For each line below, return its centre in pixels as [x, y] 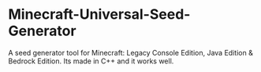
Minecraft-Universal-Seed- [99, 14]
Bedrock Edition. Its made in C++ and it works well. [91, 61]
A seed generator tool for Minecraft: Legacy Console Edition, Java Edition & [131, 52]
